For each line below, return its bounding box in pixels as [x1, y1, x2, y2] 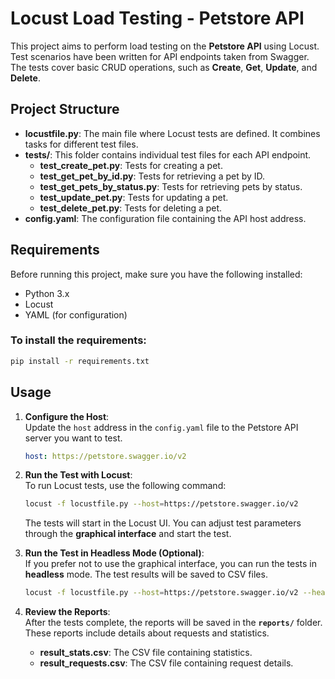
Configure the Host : [24, 410, 110, 422]
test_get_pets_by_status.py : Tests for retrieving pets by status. [39, 180, 303, 192]
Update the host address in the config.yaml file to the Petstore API [24, 421, 299, 433]
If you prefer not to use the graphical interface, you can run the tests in [24, 558, 318, 570]
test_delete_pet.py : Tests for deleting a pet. [39, 202, 223, 214]
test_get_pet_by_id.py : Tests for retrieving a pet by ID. [39, 170, 266, 182]
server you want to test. [24, 432, 123, 444]
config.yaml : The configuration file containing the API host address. [24, 212, 307, 224]
